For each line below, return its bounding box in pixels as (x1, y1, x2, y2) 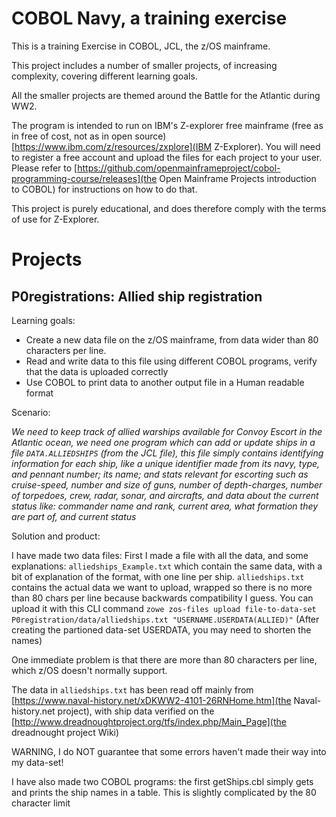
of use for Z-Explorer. (11, 213, 100, 225)
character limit (11, 797, 71, 809)
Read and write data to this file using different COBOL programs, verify (25, 355, 318, 367)
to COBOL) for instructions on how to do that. (11, 183, 198, 195)
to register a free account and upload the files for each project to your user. (11, 151, 323, 163)
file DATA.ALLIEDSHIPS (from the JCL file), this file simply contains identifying (11, 447, 324, 459)
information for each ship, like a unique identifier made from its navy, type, (11, 457, 321, 469)
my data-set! (11, 756, 64, 768)
